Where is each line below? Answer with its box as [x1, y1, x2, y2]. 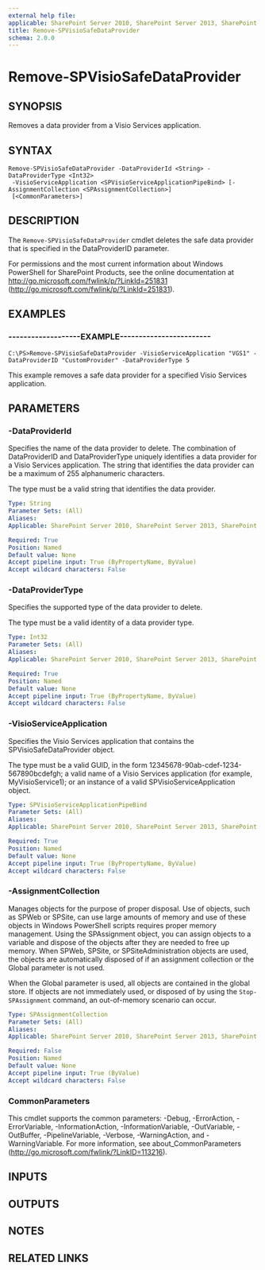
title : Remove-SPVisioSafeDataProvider [8, 26, 140, 34]
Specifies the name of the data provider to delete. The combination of [8, 443, 236, 453]
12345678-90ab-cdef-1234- [149, 760, 242, 769]
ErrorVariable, [8, 1121, 54, 1131]
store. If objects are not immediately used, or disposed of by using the [8, 986, 238, 996]
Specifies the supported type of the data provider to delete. [8, 602, 203, 612]
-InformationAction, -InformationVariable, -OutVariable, [55, 1121, 236, 1131]
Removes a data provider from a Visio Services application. [8, 121, 202, 130]
